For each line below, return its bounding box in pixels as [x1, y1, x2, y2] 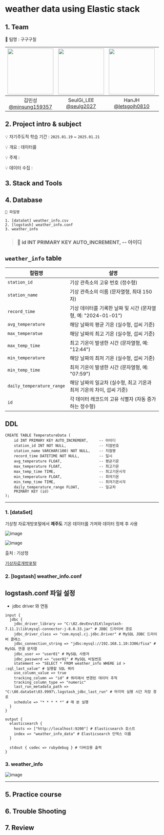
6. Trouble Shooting [5, 807, 66, 815]
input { [5, 612, 21, 618]
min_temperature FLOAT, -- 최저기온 [14, 474, 120, 479]
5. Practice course [5, 791, 62, 799]
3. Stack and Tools [5, 179, 62, 187]
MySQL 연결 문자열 [5, 646, 38, 651]
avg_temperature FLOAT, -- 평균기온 [14, 459, 120, 464]
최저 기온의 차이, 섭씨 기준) [70, 387, 128, 393]
